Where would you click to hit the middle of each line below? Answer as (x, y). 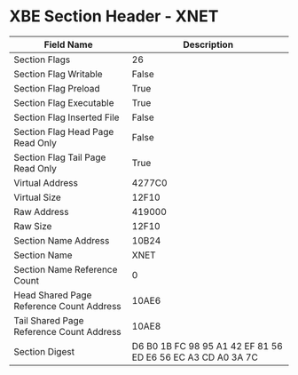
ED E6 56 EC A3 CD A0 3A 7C (195, 357)
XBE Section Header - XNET (114, 16)
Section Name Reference (66, 269)
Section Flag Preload (57, 88)
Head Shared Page (53, 295)
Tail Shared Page (49, 320)
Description (208, 44)
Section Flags (42, 60)
